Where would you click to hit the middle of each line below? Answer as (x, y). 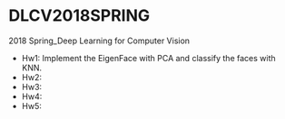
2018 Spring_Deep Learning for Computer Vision (99, 41)
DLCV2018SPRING (79, 16)
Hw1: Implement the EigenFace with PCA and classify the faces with (148, 58)
